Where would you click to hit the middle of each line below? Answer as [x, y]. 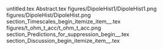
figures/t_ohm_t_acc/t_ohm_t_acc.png [54, 28]
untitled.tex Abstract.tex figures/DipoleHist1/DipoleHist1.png [81, 9]
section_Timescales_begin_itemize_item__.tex [63, 21]
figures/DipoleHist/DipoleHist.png [49, 15]
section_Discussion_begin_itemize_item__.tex [63, 41]
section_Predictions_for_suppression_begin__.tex [68, 34]
